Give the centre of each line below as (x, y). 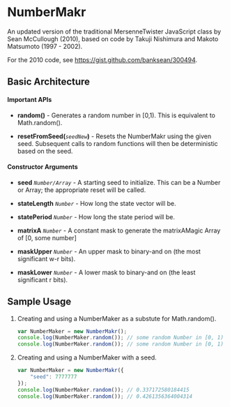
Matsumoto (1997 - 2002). (45, 46)
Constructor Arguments (43, 167)
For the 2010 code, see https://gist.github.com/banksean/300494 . (102, 59)
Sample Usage (39, 302)
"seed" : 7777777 (54, 377)
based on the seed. (45, 151)
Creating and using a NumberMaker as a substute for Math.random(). (117, 318)
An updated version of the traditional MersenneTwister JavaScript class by (114, 31)
